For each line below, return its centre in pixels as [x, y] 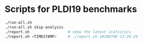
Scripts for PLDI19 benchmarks [71, 9]
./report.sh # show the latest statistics [68, 32]
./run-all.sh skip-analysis [34, 27]
